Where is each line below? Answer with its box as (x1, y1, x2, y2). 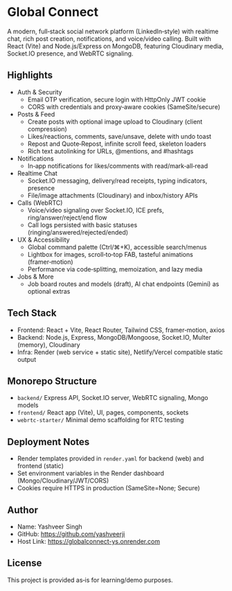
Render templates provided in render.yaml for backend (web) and (17, 454, 204, 463)
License (7, 557, 42, 569)
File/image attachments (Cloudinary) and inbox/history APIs (27, 191, 199, 199)
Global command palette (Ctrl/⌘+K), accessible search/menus (27, 242, 207, 251)
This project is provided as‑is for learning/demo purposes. (7, 576, 173, 584)
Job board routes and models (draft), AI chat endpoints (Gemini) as (27, 279, 220, 288)
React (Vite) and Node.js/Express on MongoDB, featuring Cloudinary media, (7, 42, 224, 50)
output (17, 355, 37, 363)
